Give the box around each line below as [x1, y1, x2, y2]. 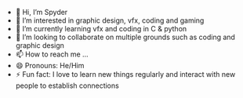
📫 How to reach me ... [15, 49, 89, 59]
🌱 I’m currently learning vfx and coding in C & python [15, 24, 187, 33]
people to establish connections [15, 81, 119, 90]
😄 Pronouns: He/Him [15, 61, 85, 70]
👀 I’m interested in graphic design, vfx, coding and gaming [15, 16, 205, 25]
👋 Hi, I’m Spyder [15, 8, 68, 16]
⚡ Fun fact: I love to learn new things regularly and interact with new [15, 70, 236, 78]
